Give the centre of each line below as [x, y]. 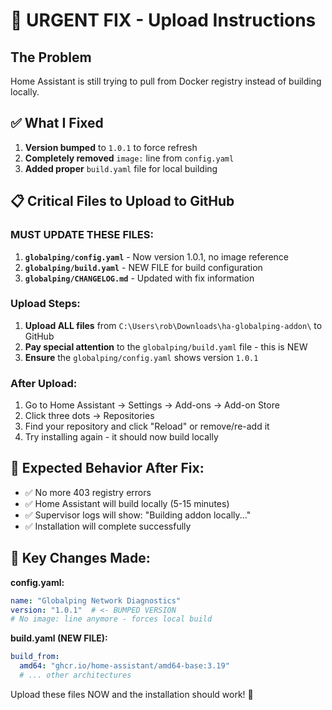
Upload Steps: [45, 304]
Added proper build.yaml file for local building [121, 168]
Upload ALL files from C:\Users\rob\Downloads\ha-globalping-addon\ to [173, 325]
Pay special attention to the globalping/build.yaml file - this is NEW [166, 346]
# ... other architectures [75, 675]
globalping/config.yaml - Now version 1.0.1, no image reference [157, 256]
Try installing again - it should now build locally [121, 437]
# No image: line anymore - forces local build [111, 619]
